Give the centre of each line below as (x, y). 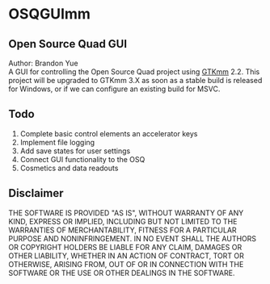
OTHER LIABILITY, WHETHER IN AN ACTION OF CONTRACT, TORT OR (126, 256)
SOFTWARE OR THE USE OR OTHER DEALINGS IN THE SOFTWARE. (122, 273)
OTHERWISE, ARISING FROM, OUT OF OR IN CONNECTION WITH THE (126, 264)
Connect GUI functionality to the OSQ (82, 159)
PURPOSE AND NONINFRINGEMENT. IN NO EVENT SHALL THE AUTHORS (133, 238)
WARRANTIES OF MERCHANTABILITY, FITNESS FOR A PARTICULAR (122, 230)
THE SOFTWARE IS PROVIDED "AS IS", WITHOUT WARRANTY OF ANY (126, 213)
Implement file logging (57, 142)
